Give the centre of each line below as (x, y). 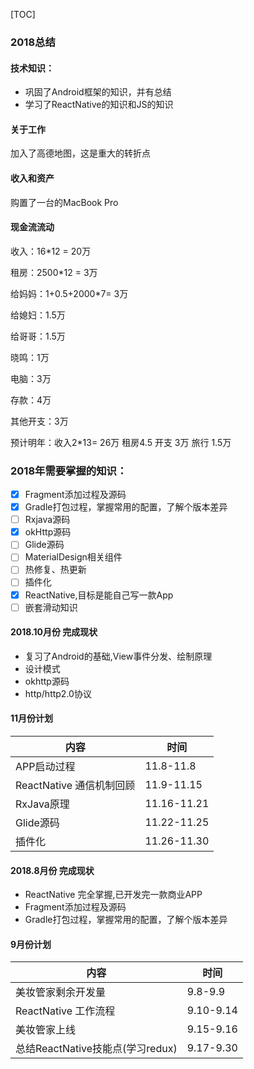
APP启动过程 (45, 767)
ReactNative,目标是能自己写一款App (99, 595)
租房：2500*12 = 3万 (54, 272)
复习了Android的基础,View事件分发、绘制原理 (118, 656)
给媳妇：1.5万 (38, 315)
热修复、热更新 (55, 570)
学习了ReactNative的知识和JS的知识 (99, 105)
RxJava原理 (42, 804)
